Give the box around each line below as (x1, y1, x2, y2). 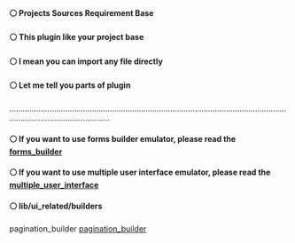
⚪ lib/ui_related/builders (9, 200, 103, 211)
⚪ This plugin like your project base (9, 32, 144, 43)
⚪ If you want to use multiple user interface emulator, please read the (9, 167, 271, 177)
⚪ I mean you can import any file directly (9, 56, 164, 67)
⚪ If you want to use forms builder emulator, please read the (9, 133, 237, 144)
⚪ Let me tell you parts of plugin (9, 80, 131, 90)
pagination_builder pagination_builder (9, 223, 147, 234)
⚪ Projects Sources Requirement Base (9, 7, 154, 18)
